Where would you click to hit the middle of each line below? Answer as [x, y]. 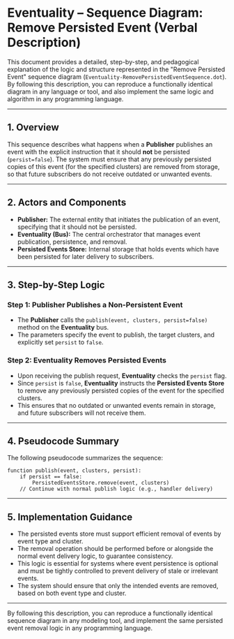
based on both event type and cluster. [72, 593]
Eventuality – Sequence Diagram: [105, 13]
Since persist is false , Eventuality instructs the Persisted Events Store [121, 383]
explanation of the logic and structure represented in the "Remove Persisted [116, 69]
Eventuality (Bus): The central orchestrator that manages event [109, 234]
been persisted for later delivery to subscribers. [86, 256]
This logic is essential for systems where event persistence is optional [118, 564]
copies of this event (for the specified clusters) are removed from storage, [114, 166]
